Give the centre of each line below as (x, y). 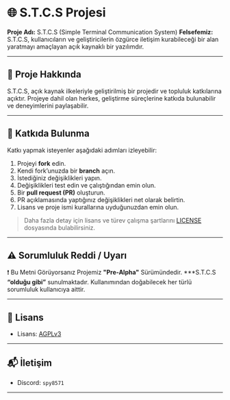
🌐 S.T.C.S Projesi (56, 13)
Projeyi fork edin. (41, 163)
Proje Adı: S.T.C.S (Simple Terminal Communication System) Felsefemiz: (110, 32)
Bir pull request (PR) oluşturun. (61, 192)
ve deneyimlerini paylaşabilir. (48, 105)
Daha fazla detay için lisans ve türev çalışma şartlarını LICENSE (113, 220)
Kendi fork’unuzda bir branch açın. (66, 171)
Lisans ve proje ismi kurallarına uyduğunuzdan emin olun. (98, 207)
